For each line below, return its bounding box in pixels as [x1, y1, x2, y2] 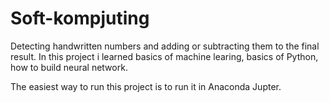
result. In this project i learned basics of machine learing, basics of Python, [10, 50, 319, 62]
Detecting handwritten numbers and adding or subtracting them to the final [10, 40, 320, 52]
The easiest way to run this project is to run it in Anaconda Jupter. [10, 80, 282, 92]
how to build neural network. [10, 61, 128, 73]
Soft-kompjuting [10, 7, 150, 30]
